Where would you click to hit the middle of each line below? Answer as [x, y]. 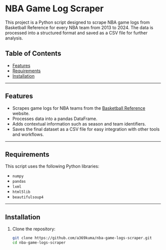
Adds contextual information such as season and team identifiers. [79, 124]
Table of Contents [33, 54]
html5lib [21, 192]
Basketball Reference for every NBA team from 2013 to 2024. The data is [79, 27]
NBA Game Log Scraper [54, 9]
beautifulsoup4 [28, 197]
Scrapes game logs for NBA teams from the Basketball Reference [79, 108]
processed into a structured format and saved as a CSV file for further [76, 33]
